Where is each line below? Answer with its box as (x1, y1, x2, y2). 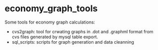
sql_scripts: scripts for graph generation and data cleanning (11, 39, 135, 45)
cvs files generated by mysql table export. (11, 34, 98, 40)
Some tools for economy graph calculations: (4, 19, 95, 25)
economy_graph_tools (4, 3, 98, 14)
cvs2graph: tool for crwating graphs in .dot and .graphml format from (11, 28, 154, 34)
